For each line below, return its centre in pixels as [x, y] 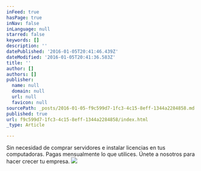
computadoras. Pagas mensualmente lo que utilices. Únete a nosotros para [100, 154]
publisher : [20, 80]
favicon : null [30, 102]
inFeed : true [23, 12]
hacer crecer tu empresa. [38, 161]
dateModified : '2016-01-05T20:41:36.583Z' [61, 57]
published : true [27, 114]
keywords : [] [23, 40]
